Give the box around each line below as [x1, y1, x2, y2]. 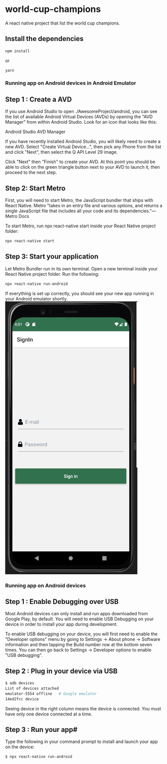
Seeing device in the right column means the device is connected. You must [5, 705, 161, 711]
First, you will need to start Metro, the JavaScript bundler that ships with [5, 197, 154, 203]
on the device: [5, 744, 35, 750]
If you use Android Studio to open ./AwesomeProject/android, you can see [5, 109, 158, 115]
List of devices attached [5, 686, 59, 691]
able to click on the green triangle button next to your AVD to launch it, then [5, 164, 161, 170]
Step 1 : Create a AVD [5, 95, 72, 104]
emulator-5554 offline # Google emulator [5, 691, 97, 696]
